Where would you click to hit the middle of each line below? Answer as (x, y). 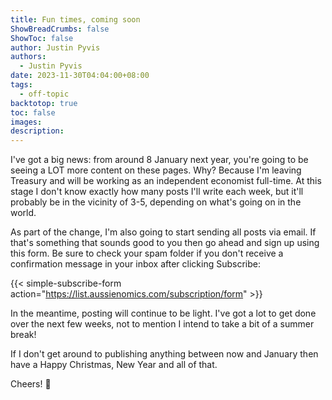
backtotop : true (44, 103)
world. (23, 213)
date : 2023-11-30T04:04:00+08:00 (80, 76)
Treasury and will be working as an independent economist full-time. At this (166, 181)
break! (23, 335)
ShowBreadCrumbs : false (60, 29)
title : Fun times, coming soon (75, 19)
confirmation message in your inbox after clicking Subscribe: (135, 264)
